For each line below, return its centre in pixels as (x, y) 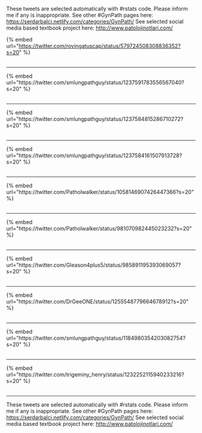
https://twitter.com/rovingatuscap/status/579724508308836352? (99, 46)
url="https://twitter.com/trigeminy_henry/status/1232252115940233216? (95, 375)
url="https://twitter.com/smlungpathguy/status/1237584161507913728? (94, 155)
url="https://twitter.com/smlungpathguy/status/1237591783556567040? (95, 83)
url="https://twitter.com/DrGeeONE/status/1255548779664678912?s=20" (98, 301)
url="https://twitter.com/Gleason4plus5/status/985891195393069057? (94, 265)
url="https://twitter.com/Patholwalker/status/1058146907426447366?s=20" (100, 192)
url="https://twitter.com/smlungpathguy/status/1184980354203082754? (96, 338)
